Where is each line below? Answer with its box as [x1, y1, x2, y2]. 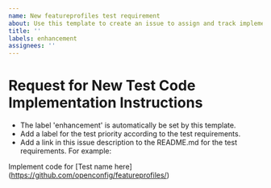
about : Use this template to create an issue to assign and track [8, 19, 236, 27]
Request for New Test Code [8, 77, 196, 95]
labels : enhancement [8, 34, 78, 43]
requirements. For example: [19, 146, 112, 156]
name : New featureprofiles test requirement [8, 11, 161, 20]
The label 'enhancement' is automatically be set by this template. [19, 120, 236, 130]
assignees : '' [8, 42, 56, 50]
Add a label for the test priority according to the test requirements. [19, 129, 241, 139]
